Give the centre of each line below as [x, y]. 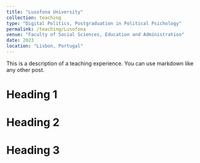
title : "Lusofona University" [45, 12]
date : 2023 [20, 40]
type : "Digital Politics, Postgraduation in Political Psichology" [94, 23]
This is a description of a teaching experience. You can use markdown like [100, 63]
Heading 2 [33, 122]
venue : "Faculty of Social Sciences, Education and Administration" [95, 35]
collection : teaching [34, 18]
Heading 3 [33, 150]
